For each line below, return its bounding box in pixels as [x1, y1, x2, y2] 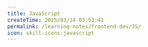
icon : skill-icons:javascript [7, 29, 95, 37]
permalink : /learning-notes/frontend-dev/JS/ [7, 23, 141, 30]
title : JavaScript [7, 10, 60, 17]
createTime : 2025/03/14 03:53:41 [7, 17, 104, 23]
